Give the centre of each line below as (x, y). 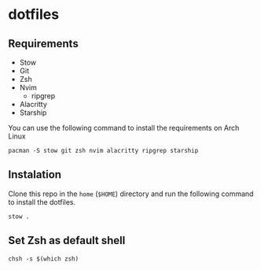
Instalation (35, 175)
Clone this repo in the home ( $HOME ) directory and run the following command (131, 194)
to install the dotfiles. (42, 202)
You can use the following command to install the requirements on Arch (124, 128)
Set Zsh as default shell (67, 240)
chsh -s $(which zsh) (44, 259)
